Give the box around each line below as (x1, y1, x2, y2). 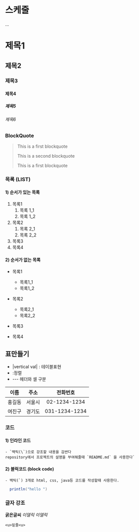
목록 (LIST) (5, 176, 31, 182)
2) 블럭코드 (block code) (5, 466, 54, 472)
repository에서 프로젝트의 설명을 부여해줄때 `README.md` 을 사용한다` (5, 455, 135, 460)
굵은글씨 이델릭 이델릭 (5, 512, 48, 518)
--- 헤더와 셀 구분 (12, 376, 46, 382)
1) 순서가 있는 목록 (5, 189, 40, 195)
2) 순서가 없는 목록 (5, 256, 41, 263)
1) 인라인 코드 (5, 437, 31, 443)
